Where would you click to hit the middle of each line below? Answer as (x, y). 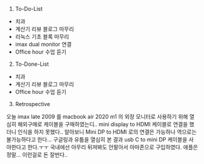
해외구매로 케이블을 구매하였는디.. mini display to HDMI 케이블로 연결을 (103, 124)
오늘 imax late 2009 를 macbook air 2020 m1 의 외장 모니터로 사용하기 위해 (97, 116)
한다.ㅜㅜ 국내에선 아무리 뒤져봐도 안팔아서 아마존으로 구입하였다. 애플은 (113, 147)
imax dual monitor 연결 (43, 44)
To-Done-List (32, 64)
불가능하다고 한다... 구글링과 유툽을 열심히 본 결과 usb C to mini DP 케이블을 (97, 139)
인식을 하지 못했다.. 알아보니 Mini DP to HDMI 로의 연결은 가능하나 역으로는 (107, 132)
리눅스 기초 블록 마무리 (42, 37)
